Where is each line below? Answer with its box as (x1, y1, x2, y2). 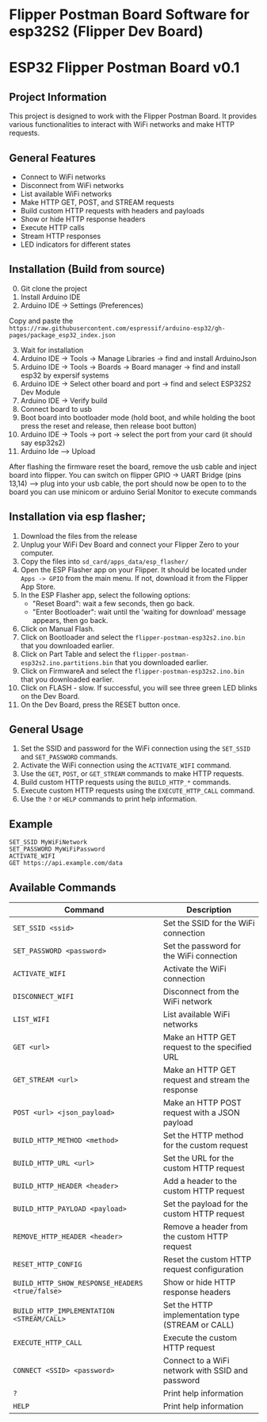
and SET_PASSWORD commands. (20, 752, 118, 762)
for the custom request (162, 1140, 249, 1151)
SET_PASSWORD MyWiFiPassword (9, 845, 105, 854)
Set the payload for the (162, 1198, 249, 1209)
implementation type (162, 1309, 240, 1320)
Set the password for (162, 940, 241, 951)
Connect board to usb (20, 404, 93, 413)
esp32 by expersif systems (20, 371, 109, 380)
